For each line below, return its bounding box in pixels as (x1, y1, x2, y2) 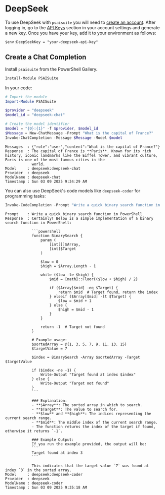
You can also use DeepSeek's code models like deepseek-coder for (5, 187, 141, 193)
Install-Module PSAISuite (5, 75, 58, 81)
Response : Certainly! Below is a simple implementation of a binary (5, 216, 154, 221)
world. (31, 162, 45, 167)
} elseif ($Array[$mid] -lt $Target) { (49, 294, 132, 299)
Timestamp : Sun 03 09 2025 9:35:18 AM (5, 485, 87, 490)
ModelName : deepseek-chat (5, 175, 61, 180)
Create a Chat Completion (5, 53, 86, 62)
